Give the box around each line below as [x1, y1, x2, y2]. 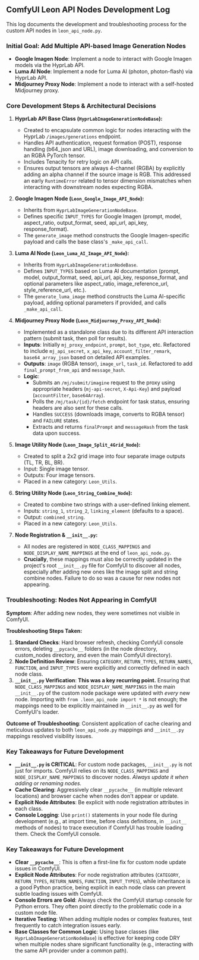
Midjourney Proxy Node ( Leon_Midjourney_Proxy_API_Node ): [14, 317, 162, 324]
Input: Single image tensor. [23, 465, 90, 472]
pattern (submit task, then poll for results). [23, 335, 127, 342]
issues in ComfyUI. [14, 865, 61, 872]
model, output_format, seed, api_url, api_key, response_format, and [23, 274, 188, 281]
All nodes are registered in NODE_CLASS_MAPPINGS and [23, 543, 151, 550]
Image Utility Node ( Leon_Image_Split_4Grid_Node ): [14, 441, 141, 448]
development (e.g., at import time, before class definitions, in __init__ [14, 818, 187, 824]
